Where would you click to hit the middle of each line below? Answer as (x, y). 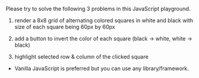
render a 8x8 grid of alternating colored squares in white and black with (104, 20)
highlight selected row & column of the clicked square (81, 57)
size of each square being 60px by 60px (65, 27)
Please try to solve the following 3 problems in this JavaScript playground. (98, 9)
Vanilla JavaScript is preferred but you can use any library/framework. (102, 68)
